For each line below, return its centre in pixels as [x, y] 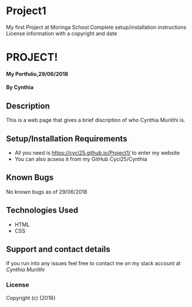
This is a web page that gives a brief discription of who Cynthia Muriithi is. [96, 120]
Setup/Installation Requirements [67, 139]
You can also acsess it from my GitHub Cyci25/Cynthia [81, 159]
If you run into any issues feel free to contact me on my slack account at [93, 263]
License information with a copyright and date [62, 33]
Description [28, 106]
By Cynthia [20, 87]
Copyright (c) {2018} [31, 298]
